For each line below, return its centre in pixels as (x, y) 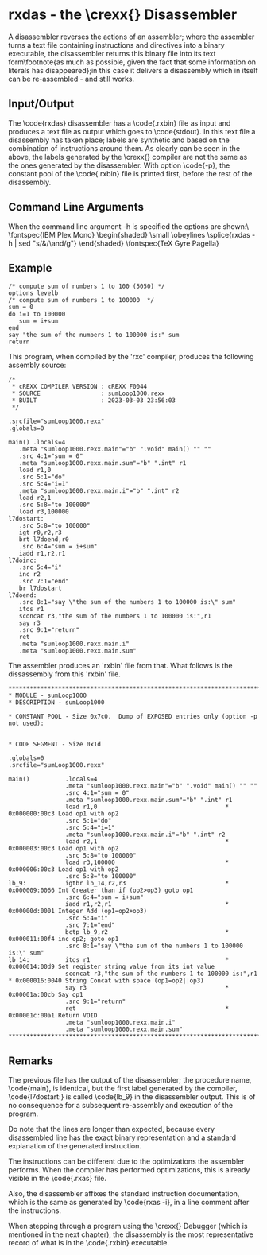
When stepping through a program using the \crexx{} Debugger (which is (128, 1226)
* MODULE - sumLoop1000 (48, 696)
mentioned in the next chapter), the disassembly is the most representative (131, 1234)
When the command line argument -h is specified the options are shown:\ (128, 226)
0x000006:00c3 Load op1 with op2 (64, 870)
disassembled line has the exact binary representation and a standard (122, 1137)
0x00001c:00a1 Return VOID (53, 1016)
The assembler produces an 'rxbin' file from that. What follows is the (120, 666)
